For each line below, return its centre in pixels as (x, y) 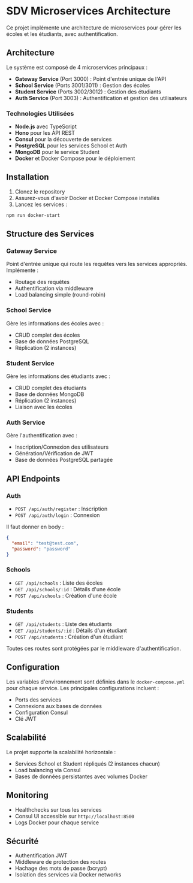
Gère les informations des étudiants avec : (58, 376)
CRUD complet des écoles (47, 335)
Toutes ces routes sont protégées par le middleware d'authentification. (94, 649)
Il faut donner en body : (35, 527)
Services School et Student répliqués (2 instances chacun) (88, 763)
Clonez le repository (40, 191)
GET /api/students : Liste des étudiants (63, 624)
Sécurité (22, 841)
